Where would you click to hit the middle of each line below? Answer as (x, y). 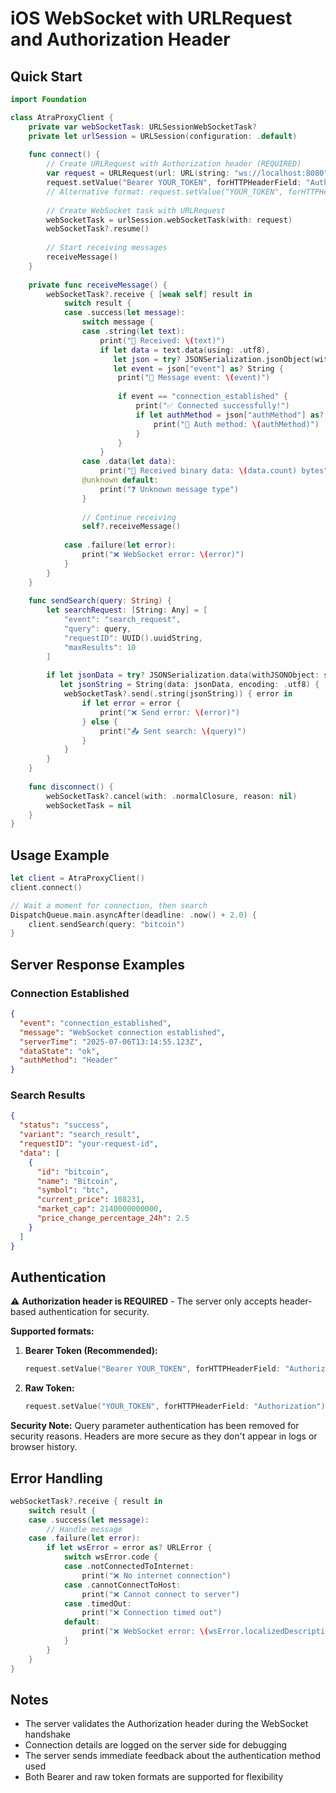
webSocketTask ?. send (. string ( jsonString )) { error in (178, 694)
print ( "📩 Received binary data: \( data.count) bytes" (214, 471)
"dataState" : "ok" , (60, 1051)
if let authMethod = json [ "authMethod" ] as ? (230, 415)
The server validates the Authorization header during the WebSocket (166, 1724)
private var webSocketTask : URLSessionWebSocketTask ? (142, 127)
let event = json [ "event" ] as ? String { (198, 368)
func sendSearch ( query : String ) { (100, 601)
